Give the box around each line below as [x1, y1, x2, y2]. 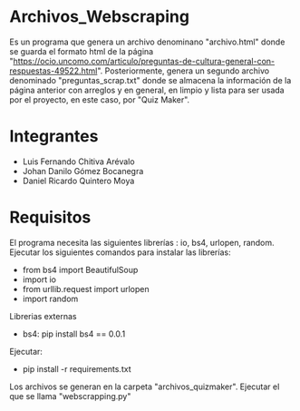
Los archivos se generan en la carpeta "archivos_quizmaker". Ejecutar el [9, 381, 280, 392]
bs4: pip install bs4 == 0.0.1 [22, 328, 126, 339]
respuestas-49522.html [9, 65, 98, 76]
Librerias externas [9, 310, 77, 321]
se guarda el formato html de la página [9, 45, 154, 56]
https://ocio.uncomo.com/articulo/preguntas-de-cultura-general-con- [13, 55, 275, 66]
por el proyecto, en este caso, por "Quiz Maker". [9, 93, 190, 105]
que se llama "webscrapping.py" [9, 390, 131, 401]
